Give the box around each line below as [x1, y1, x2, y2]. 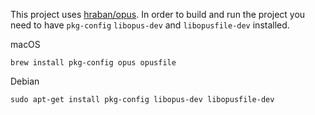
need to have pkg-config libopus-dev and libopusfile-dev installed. [10, 19, 290, 31]
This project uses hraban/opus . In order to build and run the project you [10, 9, 306, 20]
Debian [10, 75, 40, 87]
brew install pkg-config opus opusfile [10, 58, 177, 68]
